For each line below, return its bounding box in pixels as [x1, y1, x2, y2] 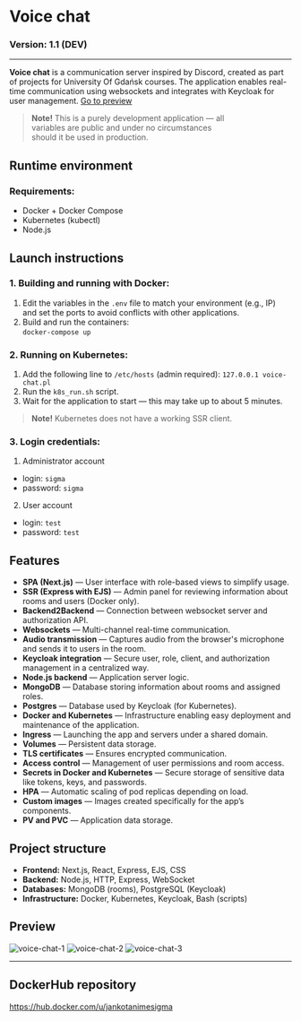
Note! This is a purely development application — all [30, 113, 225, 124]
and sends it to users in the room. [21, 644, 146, 654]
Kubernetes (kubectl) [21, 215, 101, 226]
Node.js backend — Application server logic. [21, 672, 190, 683]
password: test [21, 527, 80, 538]
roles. [21, 691, 44, 702]
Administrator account [21, 455, 105, 467]
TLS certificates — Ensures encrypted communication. [21, 748, 227, 759]
